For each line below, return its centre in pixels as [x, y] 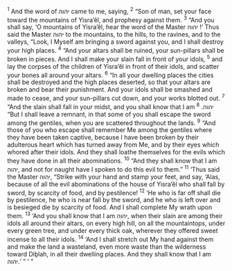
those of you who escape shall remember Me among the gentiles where [110, 130]
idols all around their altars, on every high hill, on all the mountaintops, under [116, 223]
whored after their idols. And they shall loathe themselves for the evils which [116, 152]
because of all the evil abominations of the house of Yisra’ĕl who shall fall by [116, 184]
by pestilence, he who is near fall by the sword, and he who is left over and [114, 200]
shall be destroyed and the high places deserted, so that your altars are [109, 82]
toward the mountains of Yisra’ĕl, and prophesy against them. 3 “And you [111, 19]
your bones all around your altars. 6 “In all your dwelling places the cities [110, 74]
